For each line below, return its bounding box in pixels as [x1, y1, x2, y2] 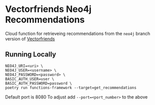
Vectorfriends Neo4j [5, 3, 92, 15]
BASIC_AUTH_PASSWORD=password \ [5, 81, 72, 86]
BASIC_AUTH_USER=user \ [5, 76, 55, 82]
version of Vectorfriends [5, 36, 55, 42]
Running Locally [5, 50, 56, 59]
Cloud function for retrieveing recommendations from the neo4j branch [5, 30, 151, 36]
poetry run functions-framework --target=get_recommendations [5, 85, 137, 90]
